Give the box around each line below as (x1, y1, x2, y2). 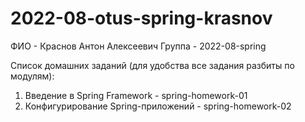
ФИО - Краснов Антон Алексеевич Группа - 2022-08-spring (10, 40, 267, 52)
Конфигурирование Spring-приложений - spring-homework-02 (24, 100, 292, 112)
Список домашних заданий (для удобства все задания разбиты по (10, 59, 295, 71)
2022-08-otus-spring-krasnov (10, 7, 273, 30)
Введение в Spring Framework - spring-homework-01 (24, 89, 248, 101)
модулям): (10, 70, 55, 82)
